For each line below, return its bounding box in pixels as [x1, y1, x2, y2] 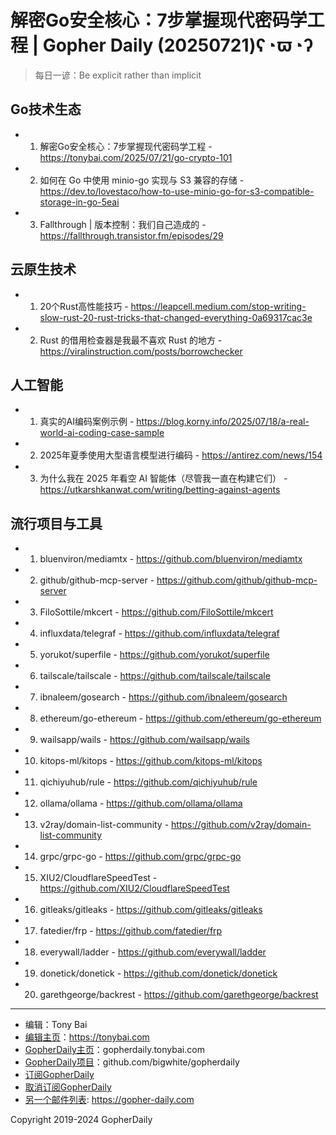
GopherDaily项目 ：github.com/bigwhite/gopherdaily [24, 1056, 240, 1068]
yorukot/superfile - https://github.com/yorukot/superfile [39, 649, 270, 661]
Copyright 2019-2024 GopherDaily [10, 1114, 153, 1126]
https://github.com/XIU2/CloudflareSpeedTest [39, 882, 230, 895]
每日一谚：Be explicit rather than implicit [34, 69, 202, 81]
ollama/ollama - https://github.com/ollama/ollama [39, 797, 243, 810]
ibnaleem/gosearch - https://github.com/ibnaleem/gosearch [39, 691, 288, 703]
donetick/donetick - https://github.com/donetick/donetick [39, 967, 278, 980]
